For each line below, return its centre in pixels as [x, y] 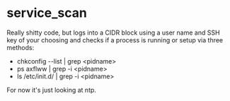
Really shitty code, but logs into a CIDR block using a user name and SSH [113, 32]
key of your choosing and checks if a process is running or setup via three [115, 40]
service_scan [47, 13]
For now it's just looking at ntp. [52, 90]
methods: [21, 47]
